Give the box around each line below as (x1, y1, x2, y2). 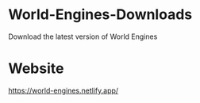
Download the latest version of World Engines (8, 32, 158, 41)
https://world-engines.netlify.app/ (8, 86, 119, 95)
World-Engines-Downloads (8, 6, 193, 24)
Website (8, 59, 64, 78)
